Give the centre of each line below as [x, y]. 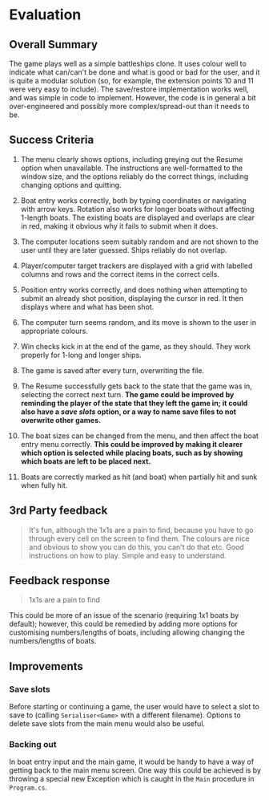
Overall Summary [54, 45]
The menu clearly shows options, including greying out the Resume [132, 159]
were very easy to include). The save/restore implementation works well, [129, 89]
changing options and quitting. [71, 185]
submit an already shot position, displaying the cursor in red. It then [132, 298]
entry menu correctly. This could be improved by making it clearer [132, 444]
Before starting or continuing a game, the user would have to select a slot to [134, 707]
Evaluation [45, 15]
